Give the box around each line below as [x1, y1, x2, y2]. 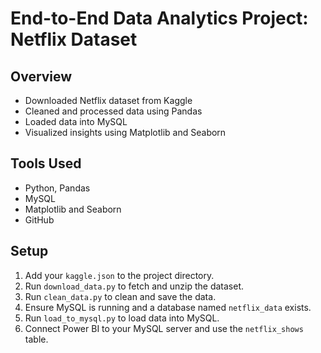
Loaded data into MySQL [24, 116, 128, 127]
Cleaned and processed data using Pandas [24, 105, 203, 117]
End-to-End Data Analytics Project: [10, 7, 309, 30]
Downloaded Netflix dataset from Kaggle [24, 95, 193, 106]
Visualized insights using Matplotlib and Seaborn [24, 127, 227, 138]
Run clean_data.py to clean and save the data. [24, 290, 217, 302]
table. [24, 333, 49, 345]
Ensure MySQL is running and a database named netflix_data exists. [24, 301, 312, 313]
